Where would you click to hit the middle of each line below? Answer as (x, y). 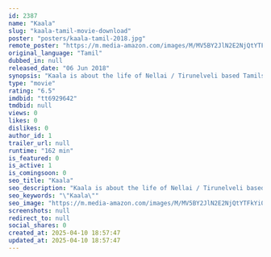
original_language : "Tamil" (56, 53)
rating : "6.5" (32, 91)
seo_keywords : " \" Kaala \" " (54, 195)
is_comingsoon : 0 (38, 173)
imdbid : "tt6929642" (43, 98)
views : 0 (23, 114)
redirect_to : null (39, 218)
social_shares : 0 (38, 226)
